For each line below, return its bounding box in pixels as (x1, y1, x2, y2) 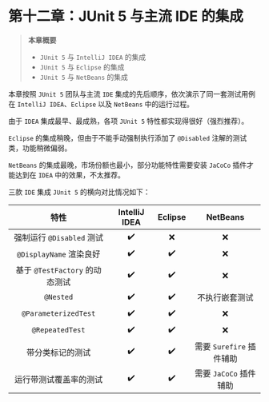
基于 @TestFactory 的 (15, 265, 94, 276)
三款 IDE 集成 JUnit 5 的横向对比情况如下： (8, 187, 151, 197)
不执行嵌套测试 (197, 293, 254, 304)
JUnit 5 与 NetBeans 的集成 (39, 72, 128, 82)
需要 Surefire (195, 340, 247, 352)
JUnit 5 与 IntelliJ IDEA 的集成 (39, 52, 147, 62)
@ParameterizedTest (21, 309, 96, 318)
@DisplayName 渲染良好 (17, 249, 101, 260)
